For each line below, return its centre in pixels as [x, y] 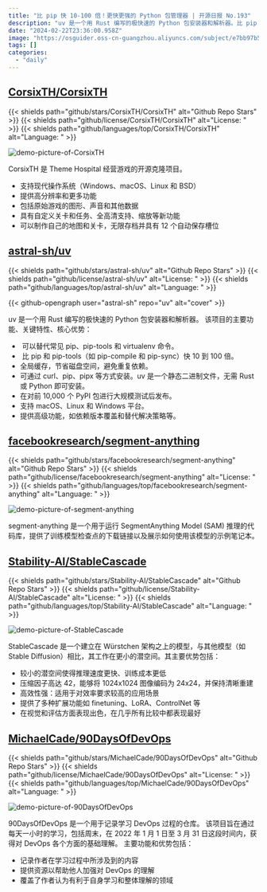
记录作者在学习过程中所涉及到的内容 [79, 860]
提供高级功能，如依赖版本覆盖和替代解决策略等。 [100, 416]
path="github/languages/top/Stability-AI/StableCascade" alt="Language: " [130, 606]
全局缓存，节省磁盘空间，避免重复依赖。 [86, 366]
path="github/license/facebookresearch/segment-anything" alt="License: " [132, 477]
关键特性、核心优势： [57, 329]
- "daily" [31, 61]
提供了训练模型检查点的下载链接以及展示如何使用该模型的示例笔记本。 [144, 536]
